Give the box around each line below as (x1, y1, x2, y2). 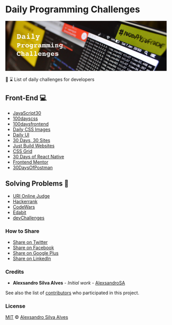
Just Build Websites (12, 143, 55, 149)
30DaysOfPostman (12, 164, 53, 170)
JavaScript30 (12, 110, 41, 116)
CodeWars (12, 204, 35, 210)
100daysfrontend (12, 120, 49, 127)
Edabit (12, 209, 27, 215)
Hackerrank (12, 198, 38, 205)
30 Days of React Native (12, 153, 64, 159)
